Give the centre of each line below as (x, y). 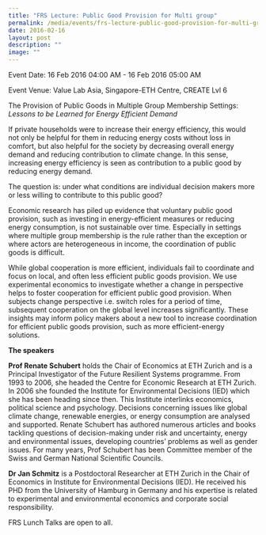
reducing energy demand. (50, 171)
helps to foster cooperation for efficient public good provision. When (120, 293)
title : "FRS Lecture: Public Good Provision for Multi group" (113, 15)
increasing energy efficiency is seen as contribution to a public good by (125, 163)
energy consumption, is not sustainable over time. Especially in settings (125, 227)
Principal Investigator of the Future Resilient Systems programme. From (125, 374)
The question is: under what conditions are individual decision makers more (131, 186)
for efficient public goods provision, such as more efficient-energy (116, 326)
